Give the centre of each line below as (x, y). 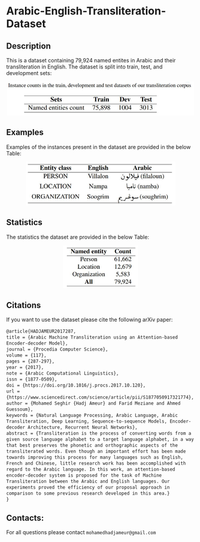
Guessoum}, (20, 409)
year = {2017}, (25, 367)
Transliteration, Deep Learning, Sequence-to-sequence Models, (87, 421)
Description (28, 46)
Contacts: (25, 518)
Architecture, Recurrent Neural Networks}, (83, 427)
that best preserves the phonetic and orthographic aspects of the (92, 445)
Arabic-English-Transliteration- (86, 11)
